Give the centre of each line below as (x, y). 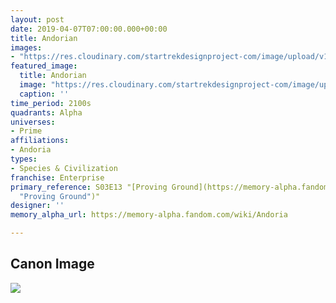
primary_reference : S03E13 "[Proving (89, 187)
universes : (33, 122)
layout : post (37, 19)
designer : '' (37, 206)
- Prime (26, 131)
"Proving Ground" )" (60, 196)
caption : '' (44, 94)
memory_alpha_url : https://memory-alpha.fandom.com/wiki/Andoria (149, 215)
